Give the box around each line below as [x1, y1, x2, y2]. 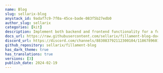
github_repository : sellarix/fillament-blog [5, 43, 97, 48]
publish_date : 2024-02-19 [5, 61, 57, 65]
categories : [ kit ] [5, 25, 42, 30]
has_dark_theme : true [5, 47, 49, 52]
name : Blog [5, 7, 27, 12]
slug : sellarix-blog [5, 12, 47, 16]
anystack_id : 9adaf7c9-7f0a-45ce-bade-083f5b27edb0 [5, 16, 112, 21]
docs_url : [5, 34, 25, 39]
